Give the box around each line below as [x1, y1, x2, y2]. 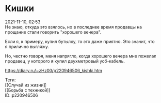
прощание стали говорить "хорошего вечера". [5, 29, 102, 35]
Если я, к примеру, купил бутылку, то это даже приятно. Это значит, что [5, 38, 155, 44]
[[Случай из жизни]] [5, 82, 47, 88]
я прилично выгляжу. [5, 44, 49, 49]
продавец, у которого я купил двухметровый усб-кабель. [5, 58, 125, 64]
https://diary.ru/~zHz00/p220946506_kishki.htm [5, 67, 102, 73]
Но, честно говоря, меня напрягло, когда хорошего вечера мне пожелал [5, 53, 157, 59]
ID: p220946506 [5, 92, 38, 98]
